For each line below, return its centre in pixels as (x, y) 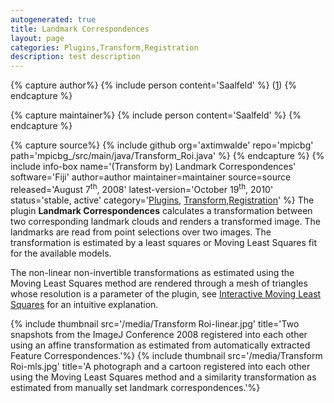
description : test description (75, 57)
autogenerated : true (53, 19)
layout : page (37, 38)
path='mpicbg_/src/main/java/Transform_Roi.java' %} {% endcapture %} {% (167, 156)
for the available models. (61, 253)
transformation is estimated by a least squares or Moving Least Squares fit (163, 242)
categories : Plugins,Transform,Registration (104, 47)
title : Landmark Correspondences (80, 29)
